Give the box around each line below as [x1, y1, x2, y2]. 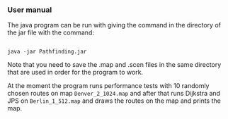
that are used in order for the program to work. [7, 68, 144, 77]
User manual [7, 5, 52, 15]
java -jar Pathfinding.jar [7, 48, 87, 56]
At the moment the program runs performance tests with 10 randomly [7, 82, 210, 90]
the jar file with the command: [7, 28, 94, 37]
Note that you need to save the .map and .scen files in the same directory [7, 61, 222, 69]
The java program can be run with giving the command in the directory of [7, 21, 222, 30]
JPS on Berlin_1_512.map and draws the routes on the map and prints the [7, 96, 221, 105]
